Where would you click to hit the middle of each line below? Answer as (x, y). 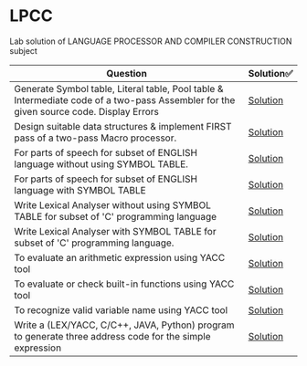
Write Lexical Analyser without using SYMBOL (113, 204)
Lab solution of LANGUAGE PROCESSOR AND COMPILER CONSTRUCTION (151, 41)
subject (24, 50)
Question (127, 73)
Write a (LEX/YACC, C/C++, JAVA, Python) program (124, 325)
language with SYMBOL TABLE (80, 190)
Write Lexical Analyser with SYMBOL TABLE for (115, 231)
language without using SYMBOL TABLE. (101, 163)
